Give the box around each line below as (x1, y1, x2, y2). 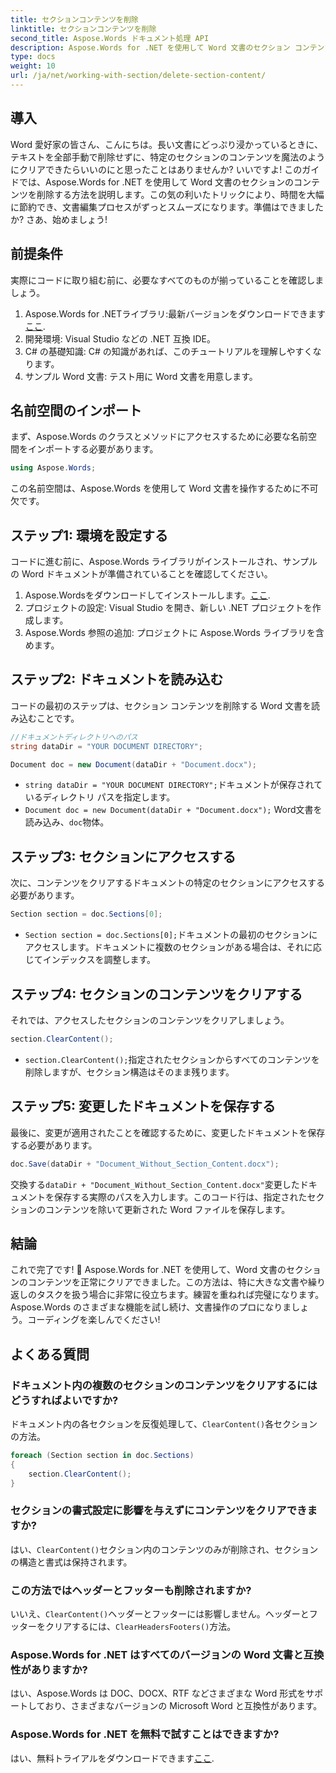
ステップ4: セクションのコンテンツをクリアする (10, 986, 303, 1003)
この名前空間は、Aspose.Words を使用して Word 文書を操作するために (10, 482, 302, 495)
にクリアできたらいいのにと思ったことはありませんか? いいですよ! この (10, 163, 303, 175)
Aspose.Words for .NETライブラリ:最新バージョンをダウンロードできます (24, 307, 326, 320)
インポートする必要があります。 (27, 443, 159, 455)
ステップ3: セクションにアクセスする (10, 848, 237, 865)
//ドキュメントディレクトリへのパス (10, 732, 138, 742)
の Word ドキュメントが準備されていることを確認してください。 (10, 568, 273, 580)
